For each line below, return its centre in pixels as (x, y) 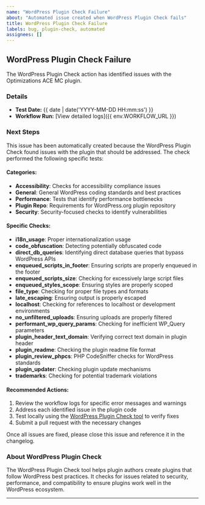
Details (17, 96)
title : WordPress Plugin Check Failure (57, 23)
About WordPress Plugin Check (54, 457)
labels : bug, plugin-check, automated (56, 29)
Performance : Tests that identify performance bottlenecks (89, 198)
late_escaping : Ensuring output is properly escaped (81, 297)
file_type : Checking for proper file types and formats (82, 291)
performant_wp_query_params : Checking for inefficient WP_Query (100, 324)
